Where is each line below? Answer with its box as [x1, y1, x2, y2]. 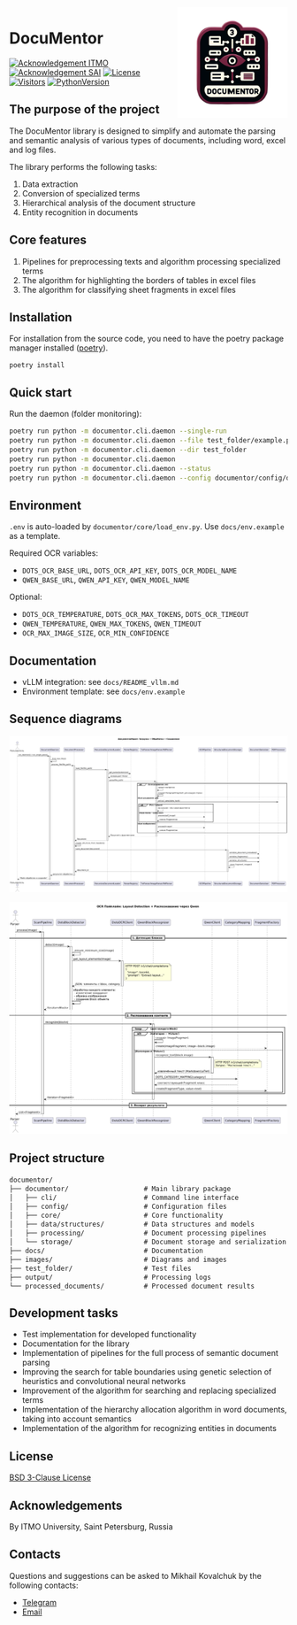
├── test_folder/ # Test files [9, 1264, 192, 1273]
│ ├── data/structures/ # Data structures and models [9, 1220, 255, 1228]
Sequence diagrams [9, 712, 122, 727]
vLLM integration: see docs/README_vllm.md [21, 677, 179, 688]
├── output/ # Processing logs [9, 1273, 212, 1282]
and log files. [9, 144, 57, 155]
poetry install [9, 361, 65, 370]
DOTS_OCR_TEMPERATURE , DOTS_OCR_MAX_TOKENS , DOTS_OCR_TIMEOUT [21, 609, 249, 620]
